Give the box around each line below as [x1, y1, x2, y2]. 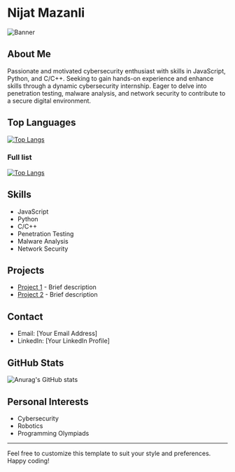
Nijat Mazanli [7, 5, 85, 21]
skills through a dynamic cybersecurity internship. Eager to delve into [7, 82, 207, 90]
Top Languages [7, 117, 76, 128]
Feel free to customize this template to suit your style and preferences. [7, 449, 211, 457]
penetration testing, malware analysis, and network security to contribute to [7, 89, 226, 97]
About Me [7, 48, 51, 60]
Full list [7, 152, 32, 162]
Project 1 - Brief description [17, 283, 97, 291]
